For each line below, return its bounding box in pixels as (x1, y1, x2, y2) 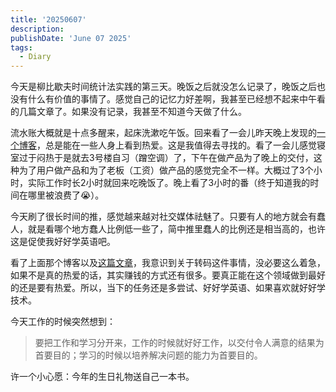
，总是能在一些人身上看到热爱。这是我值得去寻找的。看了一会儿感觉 (36, 139, 317, 151)
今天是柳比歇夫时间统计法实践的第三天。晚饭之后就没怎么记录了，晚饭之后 (10, 81, 317, 93)
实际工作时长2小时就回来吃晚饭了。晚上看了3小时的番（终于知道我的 (27, 177, 311, 189)
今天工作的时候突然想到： (10, 316, 116, 328)
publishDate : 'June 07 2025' (10, 33, 132, 43)
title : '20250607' (10, 14, 87, 25)
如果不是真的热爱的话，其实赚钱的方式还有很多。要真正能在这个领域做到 (10, 269, 308, 281)
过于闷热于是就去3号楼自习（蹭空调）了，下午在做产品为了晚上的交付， (18, 152, 314, 164)
